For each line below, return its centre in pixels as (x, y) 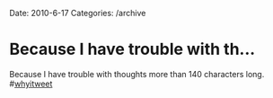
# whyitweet (31, 84)
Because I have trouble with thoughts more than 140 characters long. (137, 74)
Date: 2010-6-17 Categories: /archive (78, 13)
